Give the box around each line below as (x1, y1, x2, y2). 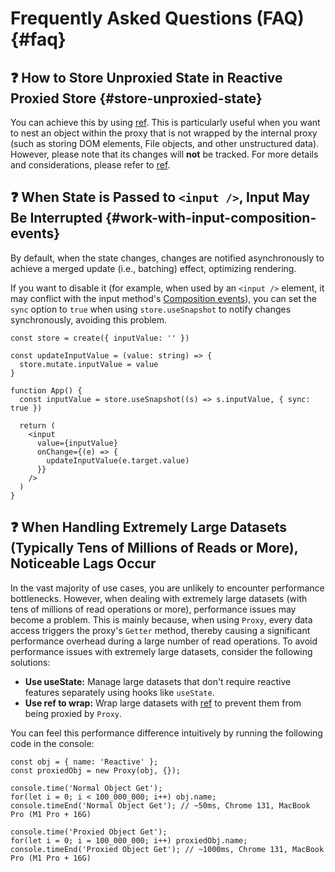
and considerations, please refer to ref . (10, 159, 171, 171)
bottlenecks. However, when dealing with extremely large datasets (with (10, 592, 308, 604)
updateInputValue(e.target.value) (46, 455, 190, 466)
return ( (19, 420, 56, 431)
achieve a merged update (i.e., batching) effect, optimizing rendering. (10, 262, 297, 274)
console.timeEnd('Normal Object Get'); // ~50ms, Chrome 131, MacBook (10, 800, 311, 811)
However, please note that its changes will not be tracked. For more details (10, 148, 319, 160)
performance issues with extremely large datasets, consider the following (10, 645, 313, 657)
